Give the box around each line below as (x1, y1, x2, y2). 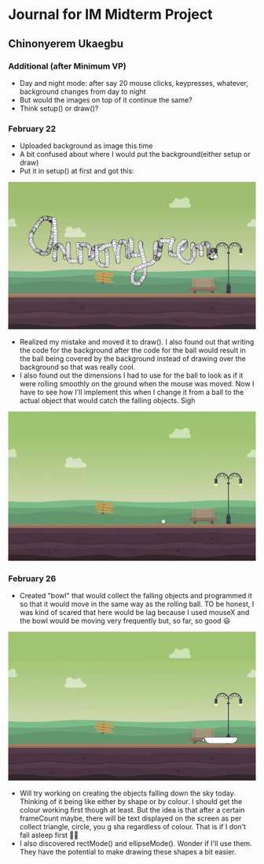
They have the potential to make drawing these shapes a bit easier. (19, 847, 237, 857)
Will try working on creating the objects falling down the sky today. (19, 788, 236, 798)
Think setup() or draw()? (19, 103, 99, 113)
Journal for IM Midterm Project (8, 6, 214, 24)
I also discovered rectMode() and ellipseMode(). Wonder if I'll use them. (19, 839, 253, 848)
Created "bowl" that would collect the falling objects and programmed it (19, 590, 253, 600)
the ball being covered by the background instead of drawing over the (19, 354, 246, 363)
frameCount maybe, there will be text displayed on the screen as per (19, 814, 242, 823)
